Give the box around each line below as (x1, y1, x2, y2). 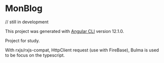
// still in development (5, 19, 49, 25)
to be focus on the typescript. (5, 52, 65, 58)
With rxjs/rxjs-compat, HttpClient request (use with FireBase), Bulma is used (5, 47, 159, 53)
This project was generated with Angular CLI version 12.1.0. (5, 28, 124, 34)
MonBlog (5, 3, 43, 14)
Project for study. (5, 37, 40, 44)
